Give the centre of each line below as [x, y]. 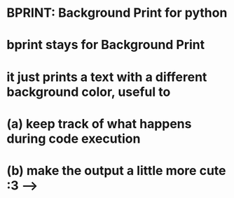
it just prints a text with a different [107, 77]
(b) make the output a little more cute [116, 170]
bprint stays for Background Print [106, 45]
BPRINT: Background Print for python [117, 13]
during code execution [74, 139]
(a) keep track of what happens [99, 123]
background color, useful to [89, 92]
